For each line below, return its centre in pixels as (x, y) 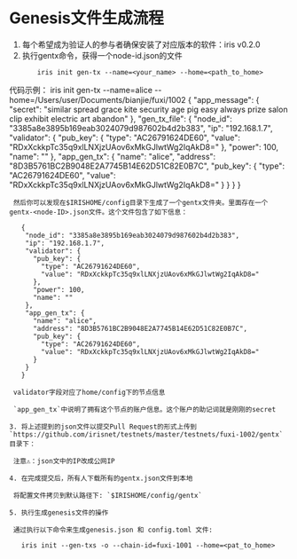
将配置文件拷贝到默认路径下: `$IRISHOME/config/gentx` (107, 495)
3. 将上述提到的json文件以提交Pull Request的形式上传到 (103, 427)
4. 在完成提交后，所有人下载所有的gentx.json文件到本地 (101, 478)
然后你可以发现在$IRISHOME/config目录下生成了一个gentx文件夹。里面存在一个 (141, 202)
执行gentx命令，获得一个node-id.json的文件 (102, 55)
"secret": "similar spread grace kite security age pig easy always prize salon (148, 109)
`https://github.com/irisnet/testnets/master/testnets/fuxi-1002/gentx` (146, 434)
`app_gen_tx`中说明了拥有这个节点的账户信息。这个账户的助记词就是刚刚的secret (145, 409)
